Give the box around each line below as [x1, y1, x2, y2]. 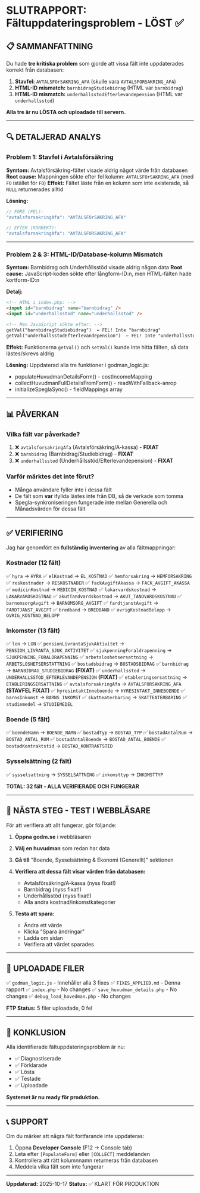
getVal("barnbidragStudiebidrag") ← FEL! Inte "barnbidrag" [6, 327, 161, 333]
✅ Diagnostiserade [14, 1055, 61, 1062]
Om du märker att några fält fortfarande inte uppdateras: [6, 1132, 145, 1139]
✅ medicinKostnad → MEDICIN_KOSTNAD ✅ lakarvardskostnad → [6, 586, 157, 593]
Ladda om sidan [23, 934, 64, 941]
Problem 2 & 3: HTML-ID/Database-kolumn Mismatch [6, 250, 163, 259]
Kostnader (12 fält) [6, 559, 61, 567]
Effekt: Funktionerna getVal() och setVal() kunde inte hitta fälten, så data [6, 343, 189, 350]
